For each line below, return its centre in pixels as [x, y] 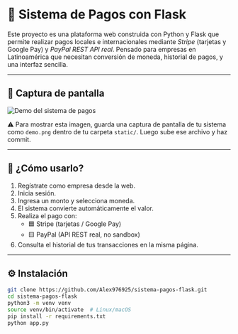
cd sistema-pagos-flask [42, 297]
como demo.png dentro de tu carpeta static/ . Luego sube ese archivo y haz [118, 131]
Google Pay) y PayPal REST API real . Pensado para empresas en [102, 49]
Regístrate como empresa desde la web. [76, 185]
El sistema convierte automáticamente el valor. [85, 208]
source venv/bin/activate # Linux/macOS [69, 310]
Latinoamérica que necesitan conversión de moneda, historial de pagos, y [115, 57]
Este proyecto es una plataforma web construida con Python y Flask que [113, 34]
